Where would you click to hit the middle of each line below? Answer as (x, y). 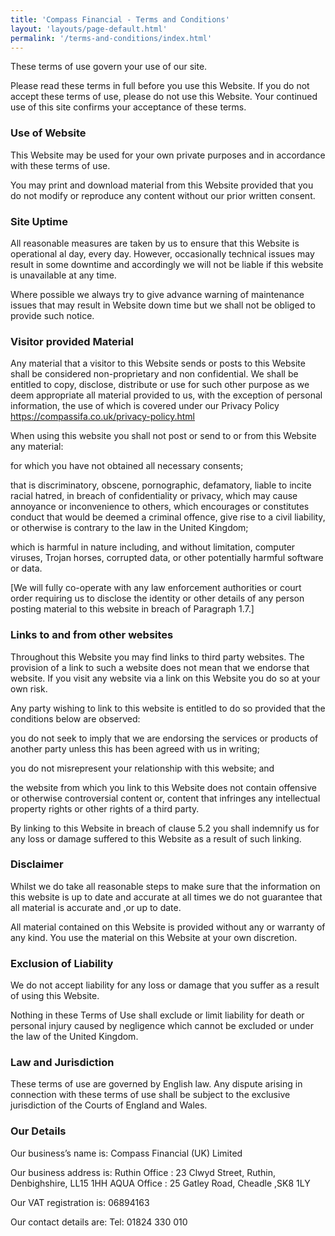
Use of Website (48, 133)
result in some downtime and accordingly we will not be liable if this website (167, 264)
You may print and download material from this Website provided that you (162, 185)
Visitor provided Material (72, 341)
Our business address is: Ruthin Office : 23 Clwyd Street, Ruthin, (143, 1172)
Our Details (38, 1131)
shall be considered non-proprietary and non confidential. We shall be (154, 374)
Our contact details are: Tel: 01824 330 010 (99, 1222)
